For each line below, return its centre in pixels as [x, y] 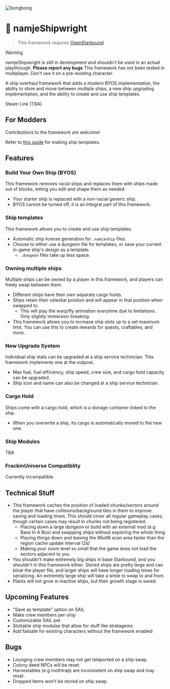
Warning [14, 52]
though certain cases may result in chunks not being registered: [79, 522]
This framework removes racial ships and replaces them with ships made [82, 184]
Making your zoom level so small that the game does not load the [88, 549]
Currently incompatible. [30, 477]
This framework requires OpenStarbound [61, 42]
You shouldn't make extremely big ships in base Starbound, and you [84, 559]
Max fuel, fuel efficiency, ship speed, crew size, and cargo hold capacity [88, 372]
